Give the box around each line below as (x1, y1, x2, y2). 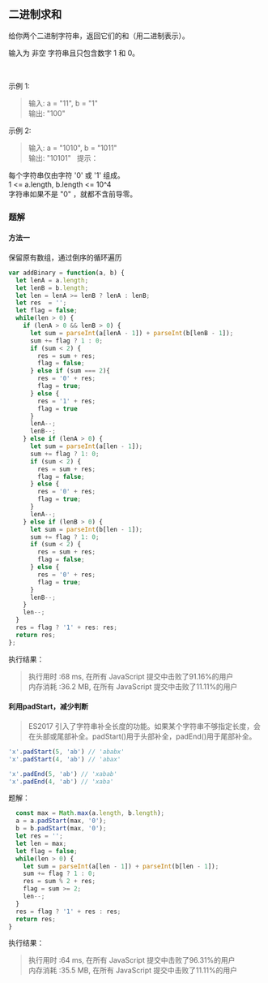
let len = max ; (15, 839, 67, 847)
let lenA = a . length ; (15, 276, 89, 284)
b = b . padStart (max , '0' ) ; (15, 825, 107, 833)
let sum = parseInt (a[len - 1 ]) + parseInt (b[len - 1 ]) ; (23, 862, 219, 870)
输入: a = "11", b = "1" (28, 98, 99, 108)
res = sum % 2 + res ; (23, 877, 96, 886)
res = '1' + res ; (37, 397, 96, 405)
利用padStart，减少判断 (8, 701, 89, 712)
